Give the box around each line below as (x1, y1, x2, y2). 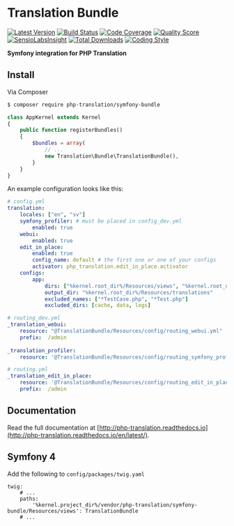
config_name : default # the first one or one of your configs (32, 257, 217, 264)
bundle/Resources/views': (7, 507, 82, 514)
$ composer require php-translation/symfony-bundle (7, 101, 160, 108)
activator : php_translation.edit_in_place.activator (32, 263, 189, 270)
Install (7, 69, 35, 81)
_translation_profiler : (7, 347, 77, 354)
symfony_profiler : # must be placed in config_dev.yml (19, 218, 182, 225)
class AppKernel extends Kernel (7, 114, 101, 121)
